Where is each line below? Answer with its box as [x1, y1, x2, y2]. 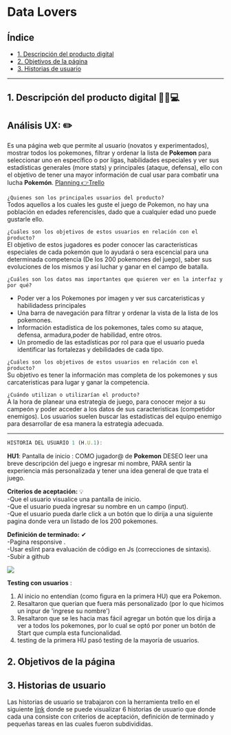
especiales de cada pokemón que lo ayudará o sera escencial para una [7, 248, 209, 256]
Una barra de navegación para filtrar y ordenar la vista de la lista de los [16, 308, 219, 317]
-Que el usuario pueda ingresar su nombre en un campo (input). [7, 502, 188, 511]
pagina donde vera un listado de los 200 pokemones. [7, 517, 158, 525]
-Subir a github [7, 553, 50, 561]
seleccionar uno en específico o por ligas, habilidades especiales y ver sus [7, 156, 219, 164]
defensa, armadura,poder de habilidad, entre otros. [16, 331, 162, 339]
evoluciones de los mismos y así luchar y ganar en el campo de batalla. [7, 263, 209, 271]
